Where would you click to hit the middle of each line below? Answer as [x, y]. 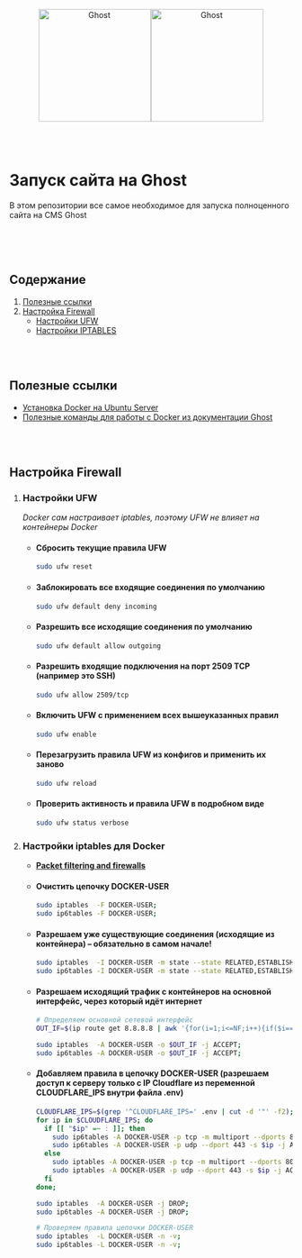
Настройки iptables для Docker [93, 845]
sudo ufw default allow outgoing [98, 646]
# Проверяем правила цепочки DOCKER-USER [114, 1228]
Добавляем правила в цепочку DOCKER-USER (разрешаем [152, 1073]
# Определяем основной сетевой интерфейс [114, 1020]
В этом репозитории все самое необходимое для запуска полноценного [149, 205]
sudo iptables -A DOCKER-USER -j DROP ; [112, 1203]
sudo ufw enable [66, 734]
